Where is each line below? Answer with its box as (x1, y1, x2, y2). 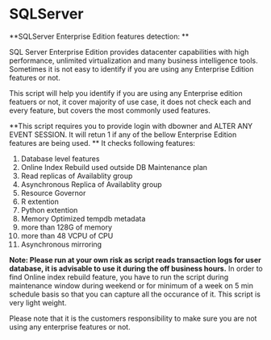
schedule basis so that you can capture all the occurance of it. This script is (9, 289, 261, 299)
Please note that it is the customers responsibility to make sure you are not (9, 313, 257, 323)
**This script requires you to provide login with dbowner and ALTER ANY (9, 121, 253, 131)
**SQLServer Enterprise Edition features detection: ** (9, 31, 190, 41)
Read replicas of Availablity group (20, 171, 133, 180)
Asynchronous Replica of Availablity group (20, 179, 162, 189)
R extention (20, 197, 60, 206)
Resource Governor (20, 188, 86, 197)
